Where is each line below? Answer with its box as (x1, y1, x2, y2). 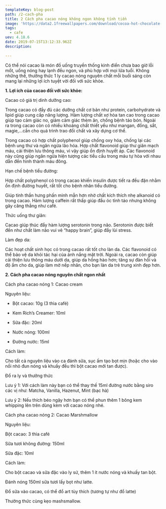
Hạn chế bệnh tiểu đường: (5, 168, 58, 173)
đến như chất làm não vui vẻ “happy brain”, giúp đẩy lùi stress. (5, 227, 132, 233)
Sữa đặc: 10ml (5, 450, 34, 456)
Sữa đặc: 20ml (12, 319, 42, 325)
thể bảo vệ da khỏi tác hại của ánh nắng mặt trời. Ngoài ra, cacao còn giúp (5, 252, 157, 257)
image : (5, 21, 19, 26)
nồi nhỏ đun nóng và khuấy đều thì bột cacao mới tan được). (5, 363, 128, 369)
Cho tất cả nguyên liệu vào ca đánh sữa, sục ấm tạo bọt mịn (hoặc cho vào (5, 358, 158, 364)
